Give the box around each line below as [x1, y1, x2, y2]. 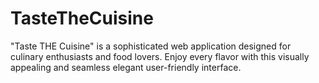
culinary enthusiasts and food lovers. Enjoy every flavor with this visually [10, 50, 310, 62]
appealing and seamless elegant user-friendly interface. [10, 61, 242, 73]
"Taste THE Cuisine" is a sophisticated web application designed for [10, 40, 292, 52]
